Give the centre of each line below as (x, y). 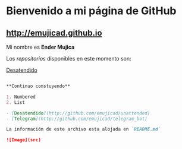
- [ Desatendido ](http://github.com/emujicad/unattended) (78, 113)
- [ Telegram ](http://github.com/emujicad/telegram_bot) (77, 119)
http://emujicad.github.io (54, 33)
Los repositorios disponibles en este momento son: (69, 58)
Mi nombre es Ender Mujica (40, 47)
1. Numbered (21, 97)
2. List (16, 102)
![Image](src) (24, 140)
